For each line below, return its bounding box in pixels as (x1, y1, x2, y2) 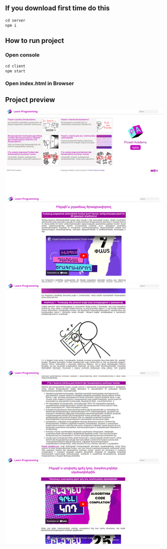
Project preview (5, 95, 55, 104)
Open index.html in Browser (5, 80, 74, 87)
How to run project (5, 37, 64, 45)
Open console (5, 52, 40, 59)
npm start (5, 69, 26, 74)
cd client (5, 64, 26, 69)
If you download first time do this (5, 4, 110, 13)
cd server (5, 18, 26, 23)
